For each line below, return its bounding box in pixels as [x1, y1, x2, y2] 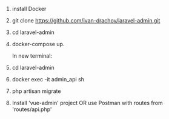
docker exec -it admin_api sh [12, 76, 85, 83]
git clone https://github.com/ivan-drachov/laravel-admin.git [12, 17, 161, 24]
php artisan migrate [12, 87, 61, 95]
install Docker [12, 5, 47, 12]
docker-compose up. [12, 41, 65, 47]
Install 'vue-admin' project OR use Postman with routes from [12, 100, 164, 106]
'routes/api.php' [12, 106, 53, 113]
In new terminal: [12, 52, 53, 59]
